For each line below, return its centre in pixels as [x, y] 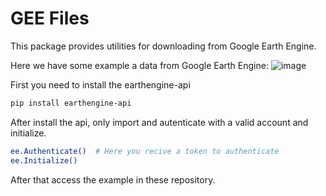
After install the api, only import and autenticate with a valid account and [159, 122]
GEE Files [50, 18]
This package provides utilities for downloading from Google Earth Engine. [163, 46]
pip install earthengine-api [71, 103]
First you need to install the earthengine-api [100, 84]
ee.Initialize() [44, 160]
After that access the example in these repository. [113, 179]
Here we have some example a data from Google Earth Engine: [139, 65]
